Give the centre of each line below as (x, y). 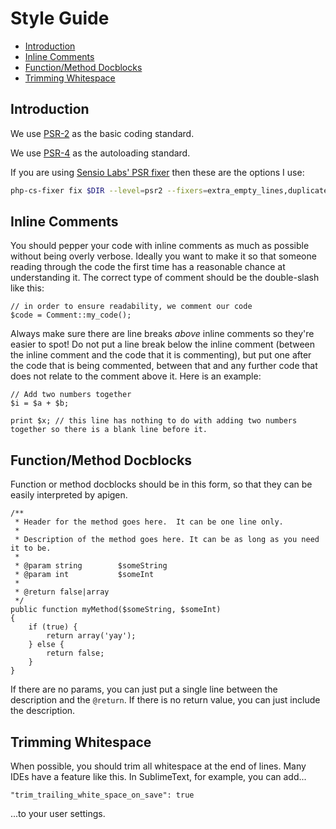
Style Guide (60, 18)
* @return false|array (62, 592)
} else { (46, 645)
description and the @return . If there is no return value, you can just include (165, 700)
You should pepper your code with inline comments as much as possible (160, 246)
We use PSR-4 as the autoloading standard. (100, 153)
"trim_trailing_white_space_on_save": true (102, 795)
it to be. (31, 548)
